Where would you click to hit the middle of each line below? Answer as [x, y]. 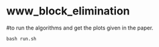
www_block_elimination [68, 11]
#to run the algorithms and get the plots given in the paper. [80, 28]
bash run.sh [21, 39]
